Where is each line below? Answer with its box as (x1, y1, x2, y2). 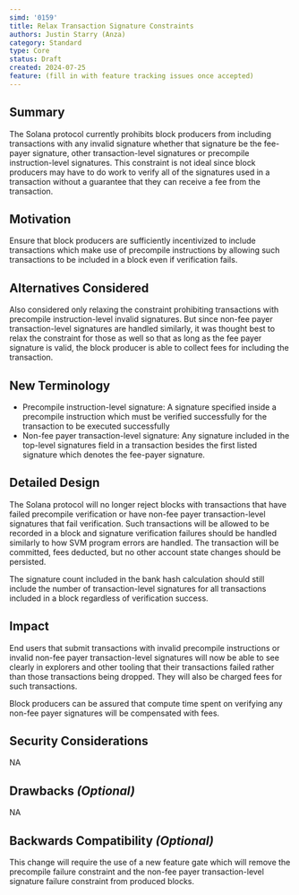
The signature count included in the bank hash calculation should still (9, 573, 265, 584)
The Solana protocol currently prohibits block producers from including (9, 128, 271, 139)
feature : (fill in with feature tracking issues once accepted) (9, 72, 254, 81)
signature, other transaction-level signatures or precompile (32, 147, 250, 158)
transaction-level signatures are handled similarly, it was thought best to (9, 324, 276, 335)
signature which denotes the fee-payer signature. (21, 449, 206, 460)
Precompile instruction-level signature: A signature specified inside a (21, 402, 278, 413)
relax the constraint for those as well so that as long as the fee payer (9, 333, 262, 343)
